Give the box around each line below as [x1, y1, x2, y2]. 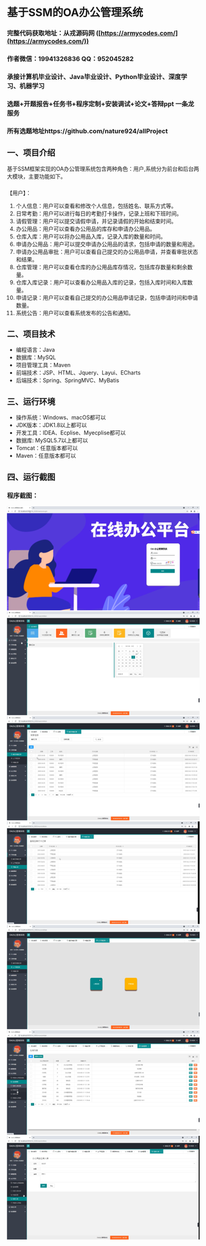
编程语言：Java [15, 346, 56, 354]
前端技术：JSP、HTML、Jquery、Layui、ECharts [15, 369, 141, 376]
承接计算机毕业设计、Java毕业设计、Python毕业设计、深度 [7, 72, 181, 81]
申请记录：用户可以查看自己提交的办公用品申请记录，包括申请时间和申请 [15, 294, 198, 301]
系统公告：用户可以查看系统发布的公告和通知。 [15, 309, 134, 316]
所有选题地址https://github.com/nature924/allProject [7, 127, 168, 135]
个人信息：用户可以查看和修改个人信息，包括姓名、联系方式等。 [15, 202, 177, 209]
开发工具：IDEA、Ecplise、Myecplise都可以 [15, 429, 126, 436]
